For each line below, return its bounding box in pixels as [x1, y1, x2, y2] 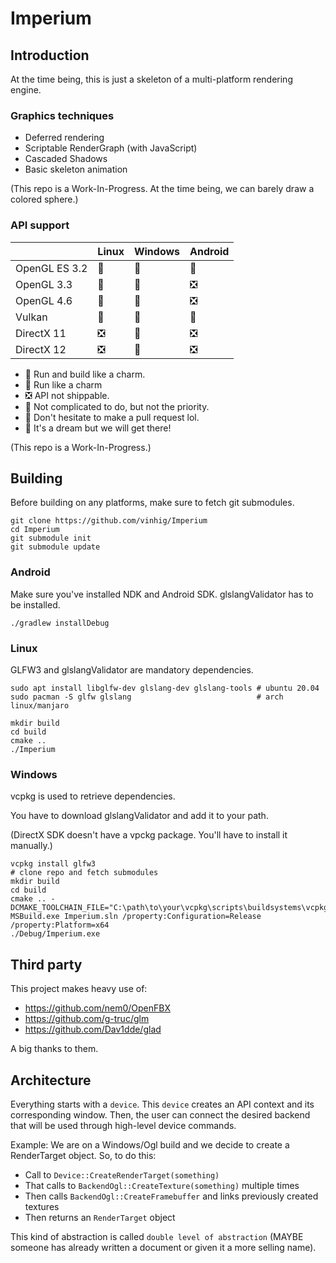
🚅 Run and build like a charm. [24, 368, 146, 380]
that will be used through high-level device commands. [10, 1119, 237, 1131]
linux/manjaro [10, 701, 70, 711]
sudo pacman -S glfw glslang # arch [10, 692, 284, 702]
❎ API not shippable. [24, 389, 110, 401]
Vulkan [15, 310, 48, 324]
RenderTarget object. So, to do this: [10, 1149, 157, 1161]
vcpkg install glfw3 [10, 859, 97, 869]
